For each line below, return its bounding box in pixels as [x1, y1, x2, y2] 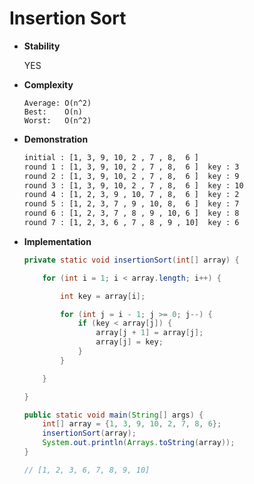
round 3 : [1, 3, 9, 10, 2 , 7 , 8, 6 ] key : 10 [23, 180, 244, 191]
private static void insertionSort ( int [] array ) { [23, 255, 240, 265]
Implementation [23, 235, 92, 247]
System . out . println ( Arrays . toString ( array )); [42, 438, 236, 448]
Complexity [23, 78, 74, 91]
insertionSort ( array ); [42, 428, 137, 439]
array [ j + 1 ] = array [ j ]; [95, 328, 204, 338]
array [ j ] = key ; [95, 337, 164, 347]
